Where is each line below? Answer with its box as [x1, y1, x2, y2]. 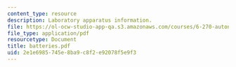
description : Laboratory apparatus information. [7, 17, 152, 24]
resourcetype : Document [7, 36, 77, 43]
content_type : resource [7, 10, 77, 17]
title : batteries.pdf [7, 43, 71, 50]
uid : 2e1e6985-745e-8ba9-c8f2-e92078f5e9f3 [7, 50, 137, 57]
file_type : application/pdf [7, 29, 90, 37]
